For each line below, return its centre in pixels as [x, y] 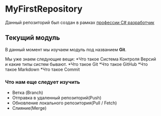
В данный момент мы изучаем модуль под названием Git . [66, 49]
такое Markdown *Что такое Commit [42, 69]
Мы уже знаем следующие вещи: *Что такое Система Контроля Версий [80, 59]
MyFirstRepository [44, 9]
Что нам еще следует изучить [43, 82]
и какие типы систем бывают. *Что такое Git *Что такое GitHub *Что [76, 64]
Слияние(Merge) [29, 108]
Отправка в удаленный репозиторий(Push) [57, 98]
